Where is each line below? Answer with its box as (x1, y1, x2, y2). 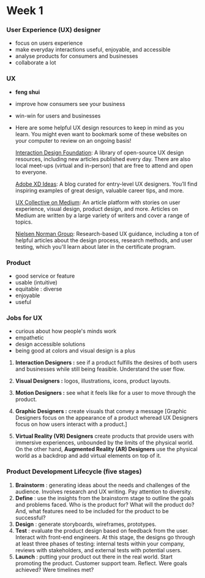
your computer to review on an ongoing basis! (15, 137, 132, 144)
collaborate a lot (15, 59, 56, 66)
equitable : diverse (15, 286, 62, 293)
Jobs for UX (6, 314, 43, 322)
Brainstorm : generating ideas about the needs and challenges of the (15, 481, 190, 489)
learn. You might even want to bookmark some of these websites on (15, 130, 187, 138)
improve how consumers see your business (15, 100, 125, 107)
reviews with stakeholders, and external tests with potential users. (15, 546, 182, 553)
